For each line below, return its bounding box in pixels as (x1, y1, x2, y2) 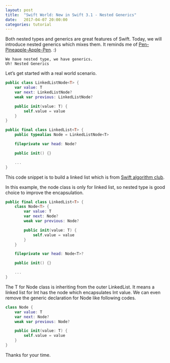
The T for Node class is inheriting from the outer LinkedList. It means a (5, 283, 155, 290)
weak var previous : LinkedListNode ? (14, 94, 93, 100)
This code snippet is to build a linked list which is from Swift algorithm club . (5, 174, 165, 180)
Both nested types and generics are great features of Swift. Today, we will (5, 36, 162, 42)
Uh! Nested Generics (5, 61, 50, 67)
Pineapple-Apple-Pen (5, 47, 51, 53)
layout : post (5, 7, 33, 13)
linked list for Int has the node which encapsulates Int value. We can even (5, 289, 161, 295)
